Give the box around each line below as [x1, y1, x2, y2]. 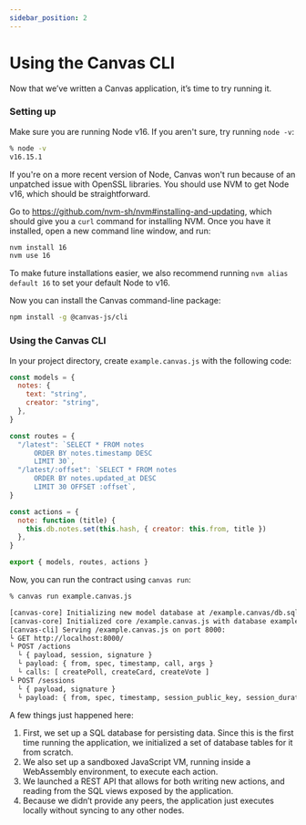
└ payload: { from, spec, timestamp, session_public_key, [17, 693, 243, 702]
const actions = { [9, 507, 79, 516]
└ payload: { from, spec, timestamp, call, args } [17, 659, 214, 668]
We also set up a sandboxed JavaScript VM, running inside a [22, 756, 251, 767]
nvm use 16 [9, 252, 51, 261]
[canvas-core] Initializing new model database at [9, 608, 206, 617]
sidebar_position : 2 [9, 13, 88, 23]
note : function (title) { [17, 516, 117, 525]
